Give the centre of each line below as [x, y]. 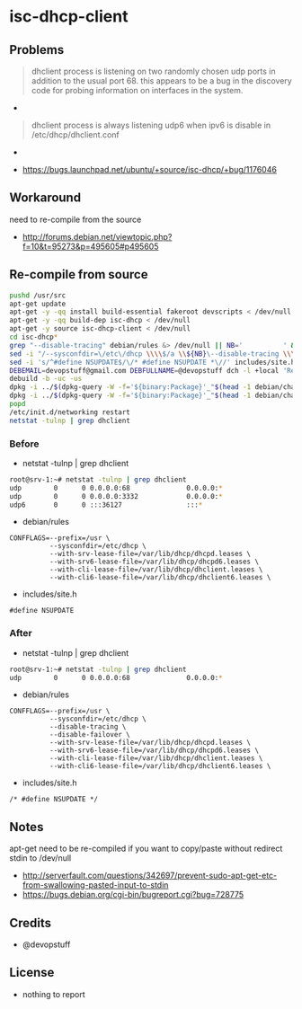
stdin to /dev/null [40, 858]
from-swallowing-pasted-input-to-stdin [95, 885]
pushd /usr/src [38, 295]
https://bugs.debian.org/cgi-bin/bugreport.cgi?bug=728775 [133, 895]
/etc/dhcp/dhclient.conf [75, 135]
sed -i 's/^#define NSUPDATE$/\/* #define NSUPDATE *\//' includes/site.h [152, 362]
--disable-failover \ [89, 735]
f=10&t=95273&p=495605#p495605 [90, 246]
